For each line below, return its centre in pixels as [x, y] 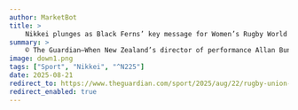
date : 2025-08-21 [41, 75]
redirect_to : [33, 83]
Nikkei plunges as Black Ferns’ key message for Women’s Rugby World [157, 34]
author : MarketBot [43, 17]
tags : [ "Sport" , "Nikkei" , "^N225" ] [77, 67]
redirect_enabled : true [53, 91]
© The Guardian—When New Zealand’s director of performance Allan [150, 51]
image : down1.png [41, 59]
